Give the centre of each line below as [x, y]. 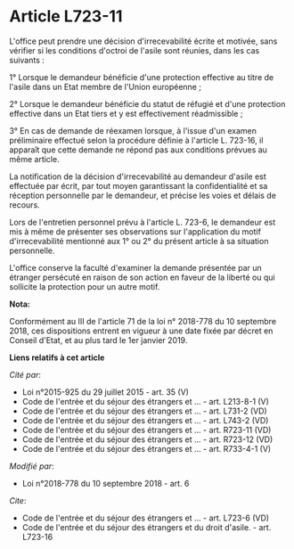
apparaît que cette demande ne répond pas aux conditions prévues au [138, 150]
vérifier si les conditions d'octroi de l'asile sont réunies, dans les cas [135, 50]
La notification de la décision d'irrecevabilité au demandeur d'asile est [138, 176]
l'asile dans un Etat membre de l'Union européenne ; [106, 86]
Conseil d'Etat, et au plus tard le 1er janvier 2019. [98, 340]
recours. [24, 205]
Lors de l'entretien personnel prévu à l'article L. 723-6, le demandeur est [143, 222]
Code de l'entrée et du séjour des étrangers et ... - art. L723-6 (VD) [146, 518]
